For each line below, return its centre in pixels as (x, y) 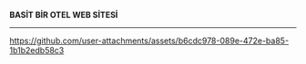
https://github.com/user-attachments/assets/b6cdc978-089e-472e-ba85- (149, 41)
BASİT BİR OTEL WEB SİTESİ (64, 15)
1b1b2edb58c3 (37, 50)
